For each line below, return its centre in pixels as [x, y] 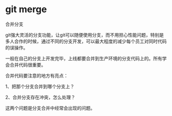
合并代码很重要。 [28, 65]
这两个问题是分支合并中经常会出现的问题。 [50, 108]
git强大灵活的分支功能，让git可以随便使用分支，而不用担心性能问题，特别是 [85, 35]
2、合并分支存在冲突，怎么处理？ [40, 97]
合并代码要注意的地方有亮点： [37, 75]
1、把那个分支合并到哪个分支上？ [40, 86]
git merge [26, 9]
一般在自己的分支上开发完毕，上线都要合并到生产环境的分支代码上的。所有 [84, 58]
